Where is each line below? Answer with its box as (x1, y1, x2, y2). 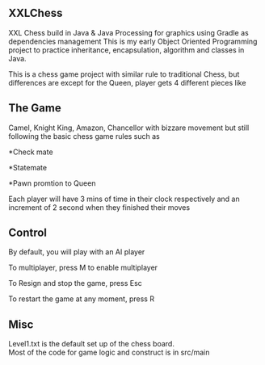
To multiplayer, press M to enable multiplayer (8, 262, 158, 273)
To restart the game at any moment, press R (8, 294, 155, 304)
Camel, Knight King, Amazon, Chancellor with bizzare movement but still (8, 123, 250, 132)
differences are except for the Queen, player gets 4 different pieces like (8, 78, 246, 87)
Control (8, 226, 47, 240)
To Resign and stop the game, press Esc (8, 279, 143, 288)
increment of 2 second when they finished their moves (8, 202, 191, 212)
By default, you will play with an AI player (8, 247, 145, 257)
